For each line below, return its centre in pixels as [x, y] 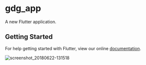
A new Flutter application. [31, 22]
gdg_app [23, 8]
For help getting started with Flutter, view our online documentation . [73, 48]
